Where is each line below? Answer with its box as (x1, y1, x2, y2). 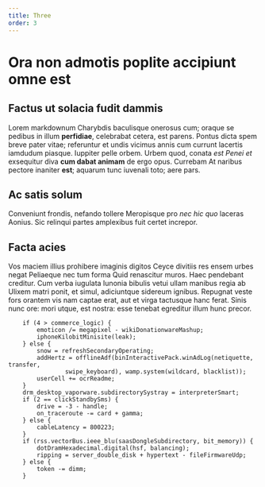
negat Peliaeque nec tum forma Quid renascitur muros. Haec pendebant (8, 270, 244, 280)
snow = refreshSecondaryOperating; (36, 347, 155, 355)
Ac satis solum (8, 187, 83, 201)
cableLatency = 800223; (36, 423, 115, 431)
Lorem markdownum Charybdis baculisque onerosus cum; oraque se (8, 122, 235, 132)
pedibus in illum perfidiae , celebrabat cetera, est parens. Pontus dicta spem (8, 131, 258, 141)
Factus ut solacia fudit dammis (8, 102, 163, 115)
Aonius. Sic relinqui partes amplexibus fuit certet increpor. (8, 218, 198, 227)
